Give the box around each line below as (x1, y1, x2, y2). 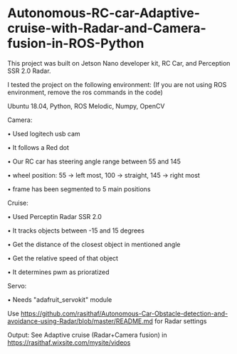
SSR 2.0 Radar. (7, 66, 51, 75)
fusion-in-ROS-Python (7, 36, 144, 51)
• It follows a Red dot (7, 143, 69, 151)
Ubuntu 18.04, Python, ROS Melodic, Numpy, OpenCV (7, 101, 165, 110)
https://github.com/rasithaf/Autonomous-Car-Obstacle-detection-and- (20, 309, 228, 318)
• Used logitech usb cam (7, 129, 80, 138)
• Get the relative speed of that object (7, 253, 119, 262)
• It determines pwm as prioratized (7, 268, 110, 276)
